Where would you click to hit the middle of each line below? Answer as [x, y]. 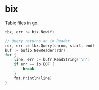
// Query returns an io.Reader [38, 41]
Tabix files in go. [22, 23]
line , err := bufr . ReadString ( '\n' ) [52, 60]
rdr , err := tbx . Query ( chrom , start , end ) [50, 46]
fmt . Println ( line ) [33, 78]
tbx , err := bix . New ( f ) [30, 32]
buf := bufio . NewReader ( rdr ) [35, 50]
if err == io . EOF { [34, 64]
